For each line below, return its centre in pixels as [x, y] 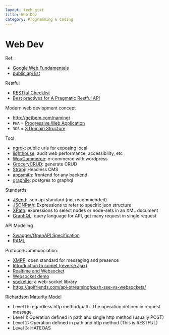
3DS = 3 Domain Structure [39, 129]
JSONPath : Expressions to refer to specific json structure [72, 205]
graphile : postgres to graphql [43, 180]
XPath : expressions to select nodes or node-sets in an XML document [85, 210]
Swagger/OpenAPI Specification [46, 236]
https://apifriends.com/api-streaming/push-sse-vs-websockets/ [79, 287]
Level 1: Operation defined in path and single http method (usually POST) [88, 317]
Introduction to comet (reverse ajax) [50, 266]
